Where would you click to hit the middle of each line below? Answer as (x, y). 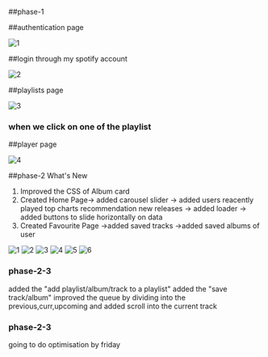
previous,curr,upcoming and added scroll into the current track (113, 306)
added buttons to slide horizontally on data (91, 217)
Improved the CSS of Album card (75, 191)
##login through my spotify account (68, 59)
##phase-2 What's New (48, 176)
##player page (33, 144)
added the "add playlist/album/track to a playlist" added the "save (118, 289)
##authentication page (46, 27)
